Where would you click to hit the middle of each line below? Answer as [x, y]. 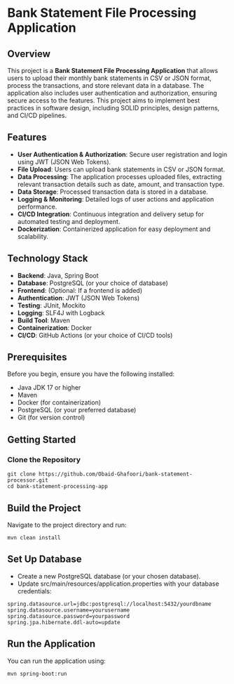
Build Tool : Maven [44, 320]
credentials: [34, 591]
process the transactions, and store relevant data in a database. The [106, 85]
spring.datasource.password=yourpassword [69, 616]
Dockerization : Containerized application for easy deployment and [114, 229]
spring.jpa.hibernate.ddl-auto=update [64, 622]
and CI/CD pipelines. [37, 115]
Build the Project [44, 508]
